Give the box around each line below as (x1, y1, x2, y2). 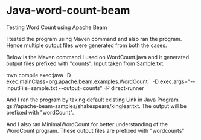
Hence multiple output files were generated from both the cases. (6, 42, 167, 49)
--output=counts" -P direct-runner (58, 84, 145, 91)
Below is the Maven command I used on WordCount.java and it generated (6, 53, 189, 60)
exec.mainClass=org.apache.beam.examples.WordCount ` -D (6, 78, 159, 85)
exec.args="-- (159, 78, 196, 85)
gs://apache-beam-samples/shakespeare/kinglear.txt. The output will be (6, 102, 187, 109)
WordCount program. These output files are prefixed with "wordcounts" (6, 127, 185, 134)
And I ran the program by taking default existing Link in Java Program (6, 96, 179, 103)
